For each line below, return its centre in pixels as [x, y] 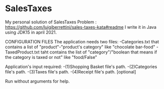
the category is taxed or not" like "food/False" [51, 57]
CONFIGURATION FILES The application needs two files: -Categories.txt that [82, 41]
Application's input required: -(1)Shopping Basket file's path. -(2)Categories [81, 67]
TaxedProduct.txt [22, 52]
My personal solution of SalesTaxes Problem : [51, 22]
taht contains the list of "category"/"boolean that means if [99, 52]
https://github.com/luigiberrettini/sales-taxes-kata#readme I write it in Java [81, 27]
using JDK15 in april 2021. [31, 32]
